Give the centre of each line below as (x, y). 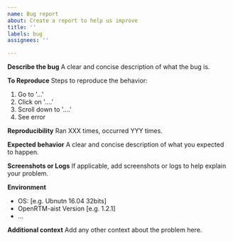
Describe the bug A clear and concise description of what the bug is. (109, 67)
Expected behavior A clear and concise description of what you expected (116, 145)
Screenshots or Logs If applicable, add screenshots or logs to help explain (117, 166)
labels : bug (25, 34)
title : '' (22, 27)
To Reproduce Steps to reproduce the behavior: (77, 81)
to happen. (23, 152)
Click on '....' (36, 102)
